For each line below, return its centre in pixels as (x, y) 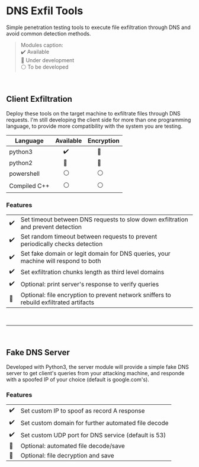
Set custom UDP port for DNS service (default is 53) (93, 435)
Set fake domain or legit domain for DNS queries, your (95, 254)
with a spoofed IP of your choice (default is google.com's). (78, 379)
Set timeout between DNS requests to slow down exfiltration (104, 220)
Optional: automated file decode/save (73, 446)
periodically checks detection (62, 244)
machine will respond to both (61, 261)
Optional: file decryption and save (67, 456)
